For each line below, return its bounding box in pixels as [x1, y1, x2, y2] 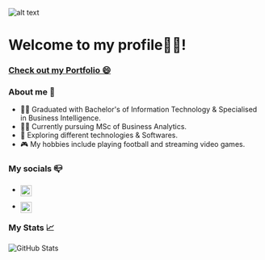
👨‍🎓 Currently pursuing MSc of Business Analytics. [19, 122, 187, 132]
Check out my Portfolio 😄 [8, 65, 111, 76]
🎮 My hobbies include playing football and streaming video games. [19, 140, 246, 149]
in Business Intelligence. [19, 113, 101, 123]
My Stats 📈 [8, 222, 55, 233]
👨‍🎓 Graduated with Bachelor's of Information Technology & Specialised [19, 105, 258, 115]
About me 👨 [8, 86, 55, 98]
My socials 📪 [8, 163, 63, 174]
